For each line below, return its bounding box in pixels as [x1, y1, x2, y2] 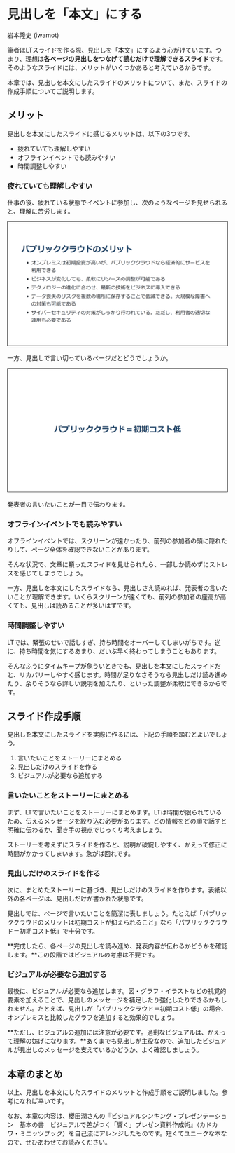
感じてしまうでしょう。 [19, 569, 87, 578]
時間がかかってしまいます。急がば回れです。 [7, 849, 135, 857]
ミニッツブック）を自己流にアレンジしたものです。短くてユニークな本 [19, 1129, 222, 1138]
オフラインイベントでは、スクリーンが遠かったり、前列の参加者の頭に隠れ [7, 537, 222, 545]
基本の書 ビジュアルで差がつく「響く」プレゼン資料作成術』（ [19, 1121, 200, 1129]
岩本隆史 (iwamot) [7, 31, 59, 39]
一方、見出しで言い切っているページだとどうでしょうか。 [7, 353, 173, 362]
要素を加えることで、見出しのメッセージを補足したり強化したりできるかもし [7, 996, 227, 1004]
